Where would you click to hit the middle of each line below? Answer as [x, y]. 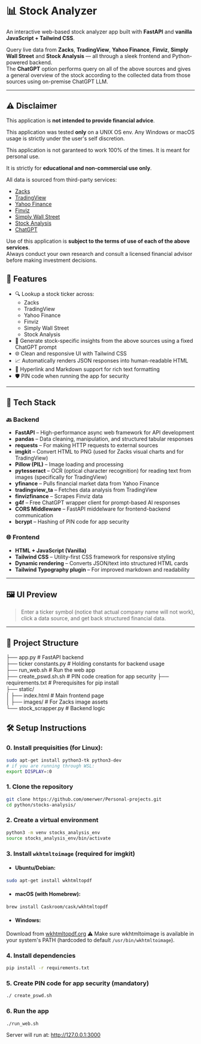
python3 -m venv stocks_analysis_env [53, 832]
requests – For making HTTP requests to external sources [86, 445]
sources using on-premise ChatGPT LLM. [57, 82]
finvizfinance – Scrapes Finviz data [59, 496]
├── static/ [20, 689]
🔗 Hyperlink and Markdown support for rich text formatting [87, 369]
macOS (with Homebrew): [48, 894]
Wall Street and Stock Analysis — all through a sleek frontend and [89, 56]
